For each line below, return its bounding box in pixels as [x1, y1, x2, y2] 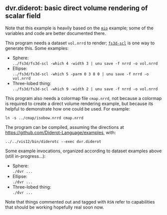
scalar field [5, 12, 41, 20]
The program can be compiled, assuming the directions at [5, 124, 124, 130]
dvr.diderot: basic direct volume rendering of [5, 4, 148, 12]
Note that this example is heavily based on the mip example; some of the [5, 25, 154, 31]
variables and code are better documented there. [5, 30, 106, 36]
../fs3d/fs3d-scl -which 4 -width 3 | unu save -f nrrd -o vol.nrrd [12, 61, 158, 66]
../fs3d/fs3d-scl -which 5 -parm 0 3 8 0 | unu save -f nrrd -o [12, 72, 149, 77]
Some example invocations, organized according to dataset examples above [5, 148, 162, 154]
